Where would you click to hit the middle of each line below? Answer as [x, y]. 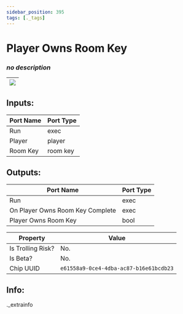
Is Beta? [21, 258]
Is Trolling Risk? [32, 248]
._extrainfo [20, 305]
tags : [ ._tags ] [26, 18]
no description [29, 67]
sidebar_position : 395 [35, 12]
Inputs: [20, 103]
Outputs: [24, 173]
